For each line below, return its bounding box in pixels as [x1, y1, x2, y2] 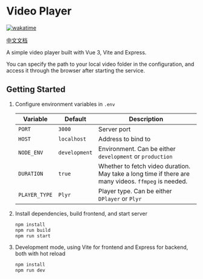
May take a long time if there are [98, 169, 190, 178]
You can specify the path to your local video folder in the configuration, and [6, 60, 195, 68]
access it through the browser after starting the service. [6, 66, 145, 74]
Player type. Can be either [98, 187, 172, 195]
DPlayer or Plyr [98, 194, 142, 203]
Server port [98, 125, 131, 133]
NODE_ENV [18, 149, 43, 156]
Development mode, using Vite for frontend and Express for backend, [14, 243, 188, 251]
